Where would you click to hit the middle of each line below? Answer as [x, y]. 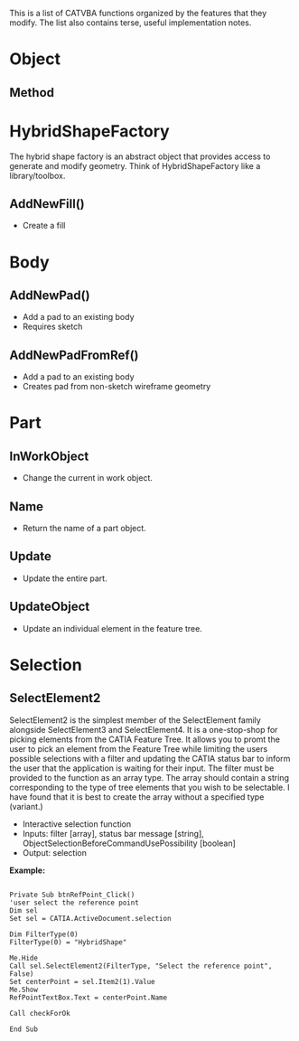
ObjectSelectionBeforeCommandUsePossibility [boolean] [129, 843]
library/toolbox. [37, 175]
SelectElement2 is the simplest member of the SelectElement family [135, 720]
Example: [28, 870]
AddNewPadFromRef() [74, 355]
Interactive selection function [77, 824]
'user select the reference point [75, 903]
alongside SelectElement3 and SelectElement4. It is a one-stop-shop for [144, 729]
